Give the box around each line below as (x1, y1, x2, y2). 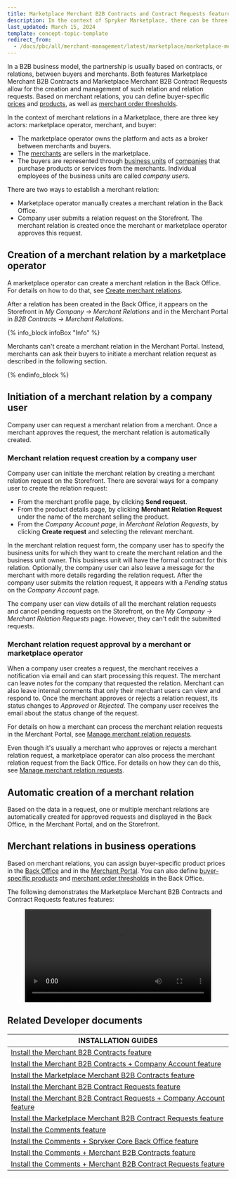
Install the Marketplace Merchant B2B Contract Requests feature (11, 1113, 224, 1123)
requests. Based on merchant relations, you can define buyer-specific (7, 92, 209, 101)
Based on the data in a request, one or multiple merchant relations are (7, 805, 209, 814)
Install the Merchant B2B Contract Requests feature (11, 1082, 181, 1092)
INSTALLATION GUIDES (78, 1035, 158, 1045)
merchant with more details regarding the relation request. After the (7, 571, 202, 579)
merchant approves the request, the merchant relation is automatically (7, 428, 211, 436)
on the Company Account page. (7, 585, 100, 594)
